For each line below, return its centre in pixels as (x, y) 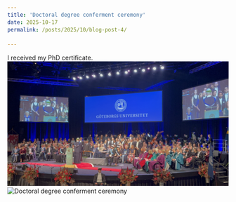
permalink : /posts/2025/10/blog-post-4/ (67, 29)
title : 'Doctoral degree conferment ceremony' (77, 15)
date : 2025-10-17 (33, 22)
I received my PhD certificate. (50, 58)
